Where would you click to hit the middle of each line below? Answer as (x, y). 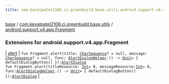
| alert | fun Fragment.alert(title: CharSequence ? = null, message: (76, 53)
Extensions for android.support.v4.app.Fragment (67, 42)
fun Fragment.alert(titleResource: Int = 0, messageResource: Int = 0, (78, 66)
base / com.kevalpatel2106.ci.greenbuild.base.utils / (59, 24)
